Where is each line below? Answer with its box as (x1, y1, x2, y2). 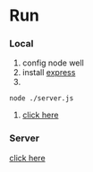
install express (21, 67, 76, 78)
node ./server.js (9, 94, 74, 103)
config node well (21, 57, 85, 68)
